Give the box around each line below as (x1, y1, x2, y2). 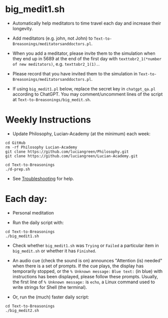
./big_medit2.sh (5, 308, 39, 313)
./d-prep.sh (5, 167, 30, 172)
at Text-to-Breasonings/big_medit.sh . (12, 96, 91, 102)
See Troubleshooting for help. (12, 175, 74, 181)
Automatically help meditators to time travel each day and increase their (12, 20, 161, 26)
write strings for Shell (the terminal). (12, 284, 87, 290)
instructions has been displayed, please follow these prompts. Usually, (12, 273, 158, 279)
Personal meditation (12, 209, 54, 216)
